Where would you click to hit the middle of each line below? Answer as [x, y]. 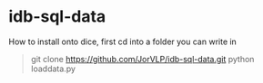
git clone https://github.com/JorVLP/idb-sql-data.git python [142, 59]
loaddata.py [53, 69]
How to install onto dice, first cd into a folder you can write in [123, 41]
